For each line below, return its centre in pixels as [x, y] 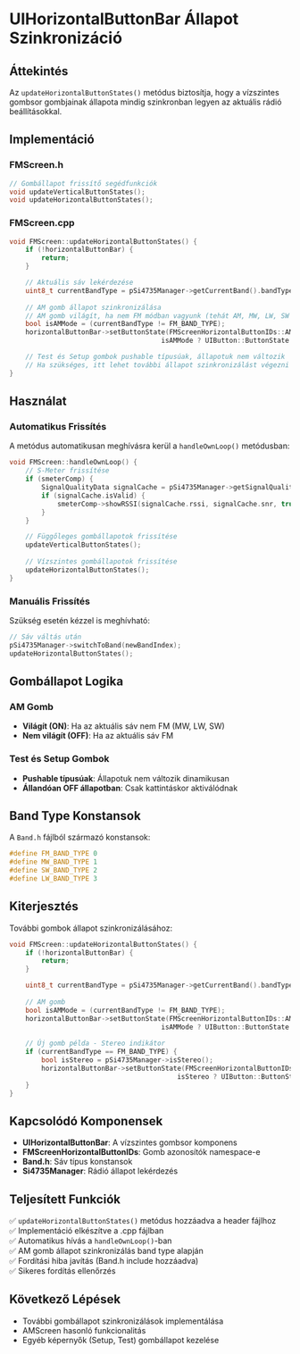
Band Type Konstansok [75, 816]
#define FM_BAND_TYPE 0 [54, 854]
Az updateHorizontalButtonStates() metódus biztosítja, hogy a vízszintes [144, 92]
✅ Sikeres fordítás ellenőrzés [62, 1271]
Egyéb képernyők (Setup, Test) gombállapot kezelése [121, 1340]
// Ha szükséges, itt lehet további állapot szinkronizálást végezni [158, 365]
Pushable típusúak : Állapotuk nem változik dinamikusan [126, 778]
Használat [38, 401]
